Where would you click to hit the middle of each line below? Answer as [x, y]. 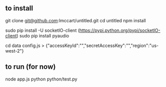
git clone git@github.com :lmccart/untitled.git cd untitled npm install [76, 20]
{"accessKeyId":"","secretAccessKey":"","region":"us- [102, 46]
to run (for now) [30, 67]
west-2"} [15, 51]
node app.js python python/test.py [41, 79]
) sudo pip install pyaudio [43, 35]
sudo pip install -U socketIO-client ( [42, 30]
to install [19, 8]
